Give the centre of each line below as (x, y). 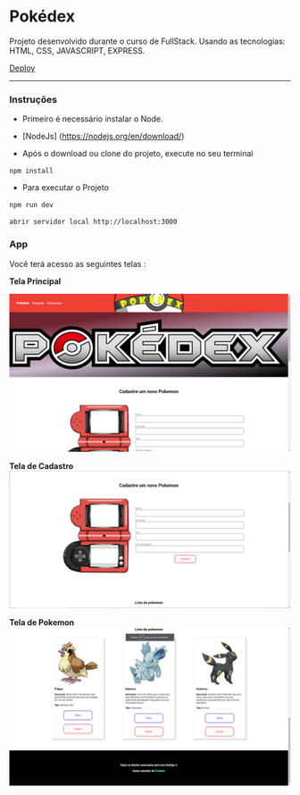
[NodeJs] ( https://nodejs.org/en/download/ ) (103, 137)
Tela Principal (35, 281)
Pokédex (42, 17)
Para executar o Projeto (66, 188)
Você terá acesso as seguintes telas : (78, 264)
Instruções (33, 99)
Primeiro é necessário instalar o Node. (92, 119)
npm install (31, 172)
